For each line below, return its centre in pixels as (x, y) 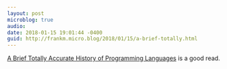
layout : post (26, 13)
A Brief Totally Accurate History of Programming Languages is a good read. (114, 58)
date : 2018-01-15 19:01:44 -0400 (55, 32)
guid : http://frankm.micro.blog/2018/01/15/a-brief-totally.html (102, 39)
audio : (16, 26)
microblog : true (30, 20)
